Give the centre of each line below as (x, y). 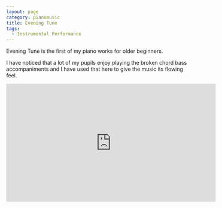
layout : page (22, 12)
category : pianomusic (33, 17)
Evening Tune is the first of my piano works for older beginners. (85, 51)
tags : (13, 28)
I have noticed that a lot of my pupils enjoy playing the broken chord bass (97, 63)
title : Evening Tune (32, 23)
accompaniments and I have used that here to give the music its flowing (95, 69)
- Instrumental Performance (47, 34)
